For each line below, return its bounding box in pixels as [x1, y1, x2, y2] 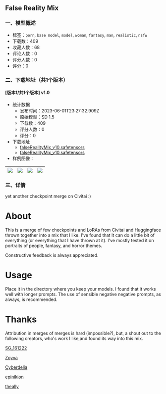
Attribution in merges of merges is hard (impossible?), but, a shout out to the [5, 330, 161, 336]
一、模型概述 [5, 20, 36, 27]
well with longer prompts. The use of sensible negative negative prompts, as [5, 291, 161, 297]
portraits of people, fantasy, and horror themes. [5, 243, 103, 249]
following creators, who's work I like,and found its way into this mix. [5, 335, 143, 341]
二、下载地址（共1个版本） [5, 76, 68, 83]
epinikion [5, 374, 24, 380]
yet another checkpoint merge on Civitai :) [5, 193, 91, 199]
